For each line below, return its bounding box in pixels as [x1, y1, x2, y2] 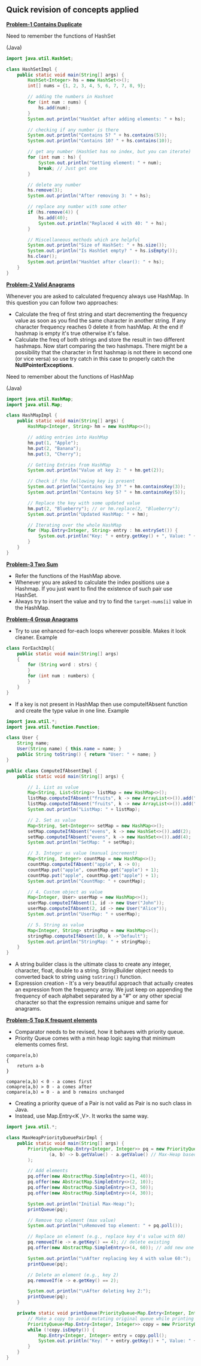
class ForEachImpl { [6, 645, 55, 651]
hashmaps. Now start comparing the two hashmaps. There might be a [14, 342, 187, 349]
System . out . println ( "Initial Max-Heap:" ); [28, 1201, 135, 1207]
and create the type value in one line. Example [14, 707, 129, 714]
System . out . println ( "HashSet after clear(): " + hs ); [28, 259, 165, 265]
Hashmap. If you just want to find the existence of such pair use [14, 585, 172, 592]
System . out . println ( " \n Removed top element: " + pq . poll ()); [28, 1223, 184, 1229]
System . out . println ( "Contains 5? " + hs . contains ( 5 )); [28, 132, 167, 138]
